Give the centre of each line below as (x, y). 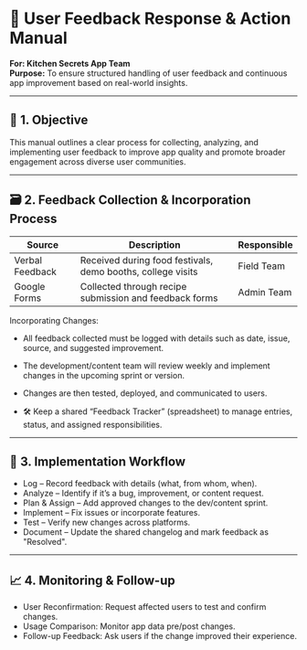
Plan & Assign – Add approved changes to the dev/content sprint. (145, 503)
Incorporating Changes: (54, 320)
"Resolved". (45, 542)
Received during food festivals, (146, 260)
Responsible (265, 244)
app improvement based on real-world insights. (99, 82)
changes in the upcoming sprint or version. (104, 375)
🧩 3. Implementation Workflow (97, 461)
